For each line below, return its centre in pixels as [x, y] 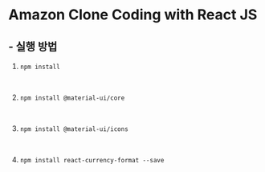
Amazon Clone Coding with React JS [133, 15]
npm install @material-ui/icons [74, 129]
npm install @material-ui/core [72, 98]
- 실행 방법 [33, 46]
